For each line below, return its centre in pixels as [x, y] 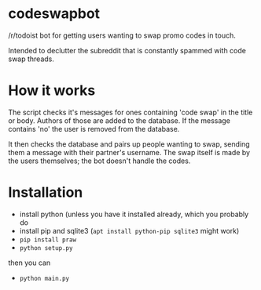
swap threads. [31, 59]
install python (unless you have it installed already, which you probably [134, 214]
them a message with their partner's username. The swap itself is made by [129, 152]
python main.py [44, 278]
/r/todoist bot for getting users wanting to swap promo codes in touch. [122, 35]
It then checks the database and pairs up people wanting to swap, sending [129, 144]
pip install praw [48, 240]
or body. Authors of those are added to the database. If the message [119, 120]
